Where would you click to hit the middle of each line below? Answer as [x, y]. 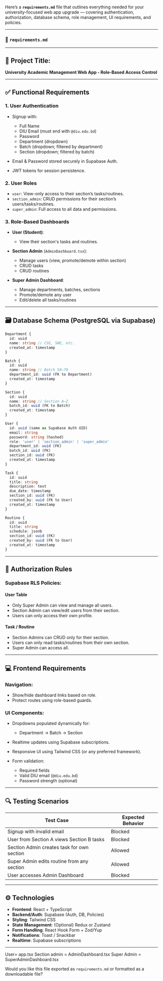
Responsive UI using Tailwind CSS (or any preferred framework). [77, 752]
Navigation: [19, 684]
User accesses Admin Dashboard [46, 875]
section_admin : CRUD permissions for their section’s [64, 199]
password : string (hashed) [37, 437]
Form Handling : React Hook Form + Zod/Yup [57, 930]
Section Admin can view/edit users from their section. [66, 610]
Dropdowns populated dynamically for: [51, 724]
